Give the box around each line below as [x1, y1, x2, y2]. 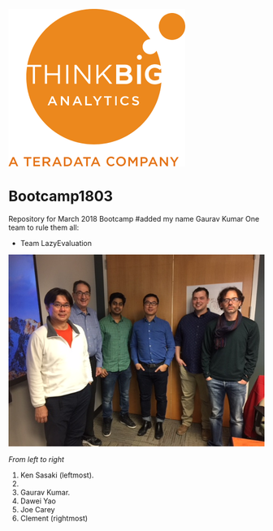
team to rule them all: [8, 222, 80, 232]
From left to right [8, 454, 65, 464]
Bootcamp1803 [8, 188, 114, 205]
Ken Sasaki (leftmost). [19, 470, 94, 480]
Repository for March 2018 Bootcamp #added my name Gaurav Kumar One [8, 214, 260, 223]
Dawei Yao [19, 496, 57, 506]
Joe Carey [19, 504, 55, 514]
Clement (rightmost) [19, 513, 88, 523]
